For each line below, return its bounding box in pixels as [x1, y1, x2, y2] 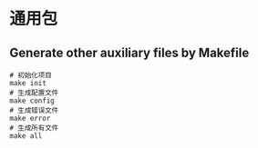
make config [9, 96, 55, 105]
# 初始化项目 [9, 71, 52, 80]
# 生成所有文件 [9, 123, 59, 133]
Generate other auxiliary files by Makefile [9, 44, 250, 60]
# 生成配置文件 [9, 88, 59, 97]
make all [9, 132, 43, 141]
